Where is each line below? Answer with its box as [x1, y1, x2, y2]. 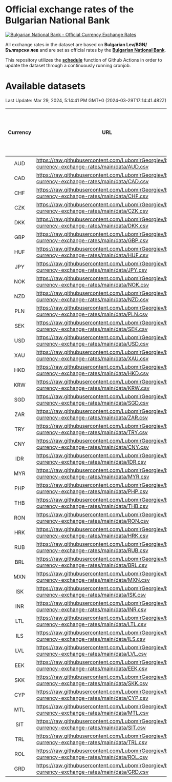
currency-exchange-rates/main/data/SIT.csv [36, 724, 146, 731]
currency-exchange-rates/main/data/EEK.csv [36, 665, 147, 672]
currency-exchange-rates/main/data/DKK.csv [36, 222, 148, 229]
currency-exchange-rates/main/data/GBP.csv [36, 237, 148, 244]
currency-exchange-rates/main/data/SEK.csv [36, 325, 148, 332]
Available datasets [5, 81, 86, 92]
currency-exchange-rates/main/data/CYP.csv [36, 694, 148, 701]
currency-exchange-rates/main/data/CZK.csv [36, 207, 148, 214]
